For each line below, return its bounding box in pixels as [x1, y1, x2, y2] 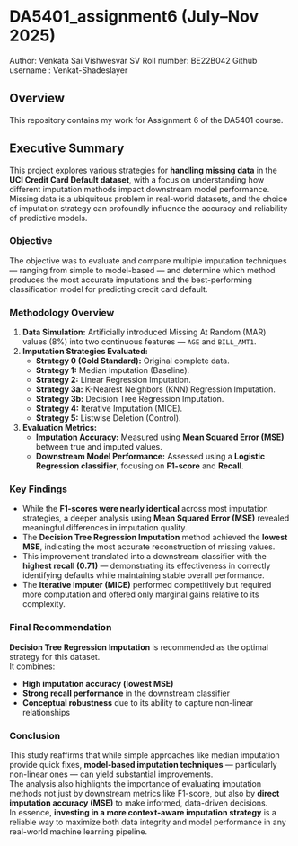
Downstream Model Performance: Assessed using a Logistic [35, 451, 266, 462]
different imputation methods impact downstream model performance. [9, 183, 270, 194]
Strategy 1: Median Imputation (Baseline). [35, 365, 190, 376]
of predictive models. [9, 212, 88, 223]
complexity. [22, 599, 66, 610]
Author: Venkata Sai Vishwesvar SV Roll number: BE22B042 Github [9, 55, 258, 66]
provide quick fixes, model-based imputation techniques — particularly [9, 760, 277, 770]
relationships [22, 707, 70, 717]
